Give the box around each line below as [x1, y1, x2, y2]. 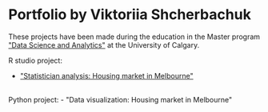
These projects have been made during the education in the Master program [8, 32, 261, 41]
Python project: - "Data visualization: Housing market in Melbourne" [8, 95, 233, 104]
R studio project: [8, 56, 62, 65]
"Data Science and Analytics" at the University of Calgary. [8, 40, 200, 49]
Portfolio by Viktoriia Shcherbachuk [8, 6, 252, 24]
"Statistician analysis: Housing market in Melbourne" [19, 71, 194, 80]
